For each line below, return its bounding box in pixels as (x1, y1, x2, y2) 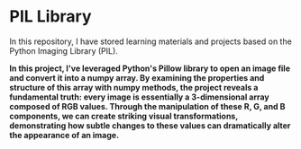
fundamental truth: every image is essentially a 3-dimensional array (9, 92, 270, 102)
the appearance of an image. (9, 129, 120, 140)
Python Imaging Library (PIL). (9, 45, 119, 56)
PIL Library (9, 6, 92, 27)
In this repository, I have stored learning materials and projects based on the (9, 36, 293, 47)
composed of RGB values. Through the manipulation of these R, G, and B (9, 101, 286, 111)
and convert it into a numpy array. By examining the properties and (9, 72, 265, 83)
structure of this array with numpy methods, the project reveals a (9, 82, 259, 92)
